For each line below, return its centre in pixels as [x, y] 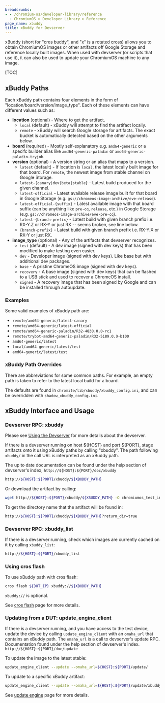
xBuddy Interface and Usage [50, 411]
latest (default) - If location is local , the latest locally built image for [89, 167]
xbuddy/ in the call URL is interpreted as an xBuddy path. [62, 456]
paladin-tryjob [28, 157]
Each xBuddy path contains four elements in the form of [62, 100]
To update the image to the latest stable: [46, 658]
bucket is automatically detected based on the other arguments [84, 135]
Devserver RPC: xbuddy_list [39, 529]
